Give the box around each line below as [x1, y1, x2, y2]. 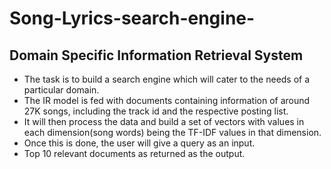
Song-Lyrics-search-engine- [9, 7, 256, 30]
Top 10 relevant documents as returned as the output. [23, 148, 246, 159]
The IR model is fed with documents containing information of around [23, 95, 311, 106]
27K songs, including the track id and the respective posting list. [23, 105, 289, 117]
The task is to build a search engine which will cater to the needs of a [23, 73, 311, 85]
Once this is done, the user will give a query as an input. [23, 137, 256, 149]
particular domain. [23, 84, 100, 96]
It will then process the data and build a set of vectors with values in [23, 116, 305, 127]
